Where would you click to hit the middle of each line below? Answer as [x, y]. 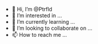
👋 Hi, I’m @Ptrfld [32, 9]
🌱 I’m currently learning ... [43, 22]
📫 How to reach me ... [39, 35]
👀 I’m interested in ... [37, 15]
